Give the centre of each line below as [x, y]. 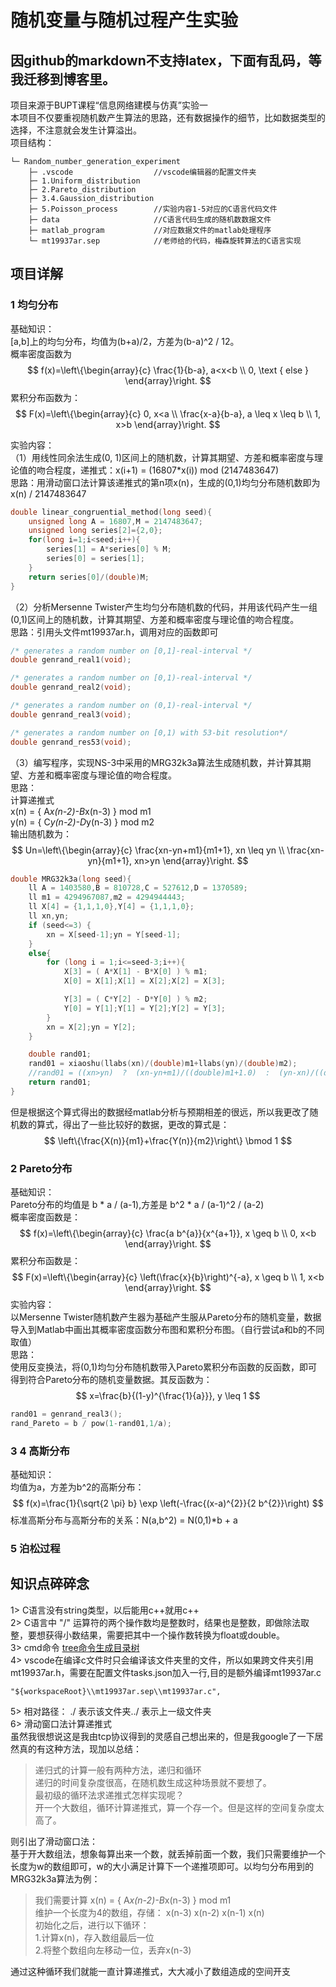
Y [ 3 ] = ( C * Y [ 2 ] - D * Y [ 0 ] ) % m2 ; [135, 999]
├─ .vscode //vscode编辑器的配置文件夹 [142, 172]
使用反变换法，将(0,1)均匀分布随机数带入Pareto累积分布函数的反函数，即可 [164, 1367]
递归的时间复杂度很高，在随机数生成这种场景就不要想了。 [153, 1782]
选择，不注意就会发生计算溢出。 [76, 130]
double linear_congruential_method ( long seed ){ [111, 512]
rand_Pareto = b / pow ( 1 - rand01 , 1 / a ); [91, 1423]
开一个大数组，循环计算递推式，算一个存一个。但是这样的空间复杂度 [175, 1807]
